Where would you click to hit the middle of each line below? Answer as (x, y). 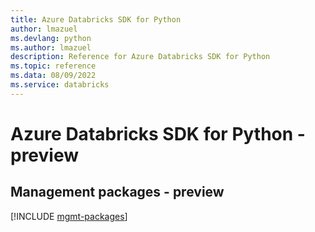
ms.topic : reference (53, 66)
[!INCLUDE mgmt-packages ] (69, 216)
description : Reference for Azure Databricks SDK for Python (140, 57)
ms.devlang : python (51, 38)
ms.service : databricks (60, 85)
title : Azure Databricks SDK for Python (96, 19)
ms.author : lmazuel (51, 47)
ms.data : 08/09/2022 (53, 76)
